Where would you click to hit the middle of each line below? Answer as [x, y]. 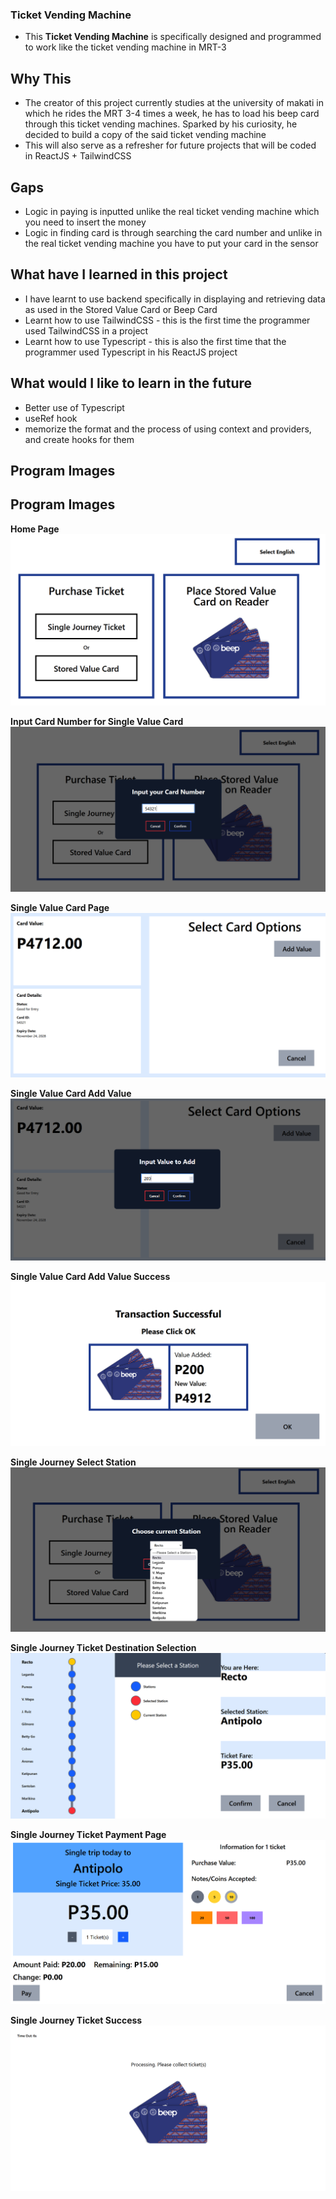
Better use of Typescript [74, 407]
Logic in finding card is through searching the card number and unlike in [173, 232]
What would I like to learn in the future [131, 383]
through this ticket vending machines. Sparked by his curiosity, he [161, 124]
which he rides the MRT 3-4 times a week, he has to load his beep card [172, 114]
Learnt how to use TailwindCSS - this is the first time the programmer [167, 320]
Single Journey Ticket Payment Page [88, 1834]
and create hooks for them [79, 439]
